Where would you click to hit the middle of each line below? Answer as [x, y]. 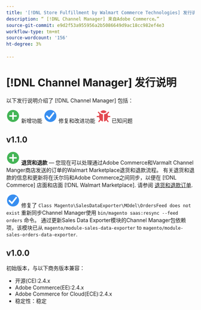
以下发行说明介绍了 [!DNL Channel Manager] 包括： [70, 100]
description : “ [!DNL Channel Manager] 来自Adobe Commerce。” [83, 19]
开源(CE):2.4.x [33, 281]
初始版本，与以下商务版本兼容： [45, 268]
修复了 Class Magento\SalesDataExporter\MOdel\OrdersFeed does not [106, 205]
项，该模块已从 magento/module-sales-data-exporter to [74, 227]
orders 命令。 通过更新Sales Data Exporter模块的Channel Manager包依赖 [96, 220]
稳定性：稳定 [31, 301]
